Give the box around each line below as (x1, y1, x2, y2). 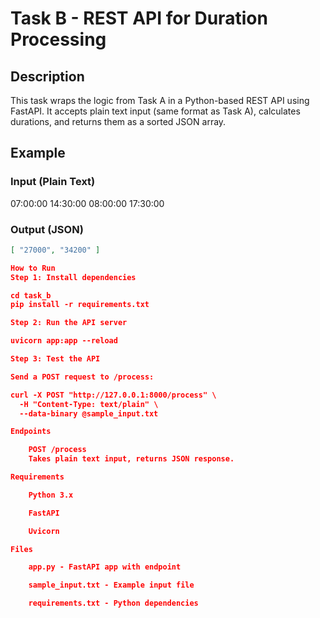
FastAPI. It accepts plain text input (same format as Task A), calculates (10, 105, 301, 117)
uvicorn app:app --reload (10, 336, 118, 346)
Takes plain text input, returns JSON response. (28, 454, 235, 464)
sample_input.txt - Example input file (28, 580, 195, 591)
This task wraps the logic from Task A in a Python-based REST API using (10, 95, 310, 106)
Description (10, 68, 85, 85)
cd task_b (10, 290, 52, 301)
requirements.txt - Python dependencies (28, 598, 199, 609)
